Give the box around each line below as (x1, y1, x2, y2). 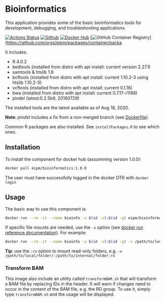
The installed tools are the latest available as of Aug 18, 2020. (5, 105, 129, 110)
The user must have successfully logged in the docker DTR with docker (5, 174, 149, 180)
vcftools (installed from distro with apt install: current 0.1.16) (12, 84, 133, 90)
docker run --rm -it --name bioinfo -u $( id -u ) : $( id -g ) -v (5, 239, 133, 244)
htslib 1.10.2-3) (12, 80, 42, 85)
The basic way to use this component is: (5, 206, 87, 212)
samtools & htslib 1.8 (12, 69, 54, 75)
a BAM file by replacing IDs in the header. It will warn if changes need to (5, 281, 151, 287)
